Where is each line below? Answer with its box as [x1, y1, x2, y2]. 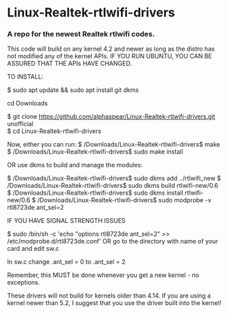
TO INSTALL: [7, 73, 43, 81]
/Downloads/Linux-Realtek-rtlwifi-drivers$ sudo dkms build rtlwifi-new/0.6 [7, 182, 218, 190]
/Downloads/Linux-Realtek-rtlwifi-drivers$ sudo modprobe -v [37, 196, 212, 204]
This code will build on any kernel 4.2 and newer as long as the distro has [7, 45, 215, 53]
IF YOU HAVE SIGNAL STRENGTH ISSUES [7, 217, 126, 225]
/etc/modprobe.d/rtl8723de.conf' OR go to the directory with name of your [7, 237, 218, 245]
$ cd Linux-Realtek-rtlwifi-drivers [7, 127, 102, 135]
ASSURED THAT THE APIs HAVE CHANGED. [7, 60, 133, 68]
